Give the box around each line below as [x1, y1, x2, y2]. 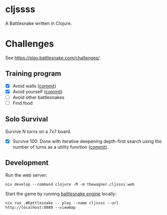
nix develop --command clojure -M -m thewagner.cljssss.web [5, 182, 135, 187]
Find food [12, 100, 33, 106]
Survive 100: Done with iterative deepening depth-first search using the [12, 138, 162, 144]
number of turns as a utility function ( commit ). [12, 144, 109, 150]
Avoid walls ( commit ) [12, 82, 57, 89]
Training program [5, 69, 62, 78]
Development [5, 158, 49, 167]
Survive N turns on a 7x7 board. [5, 128, 72, 135]
